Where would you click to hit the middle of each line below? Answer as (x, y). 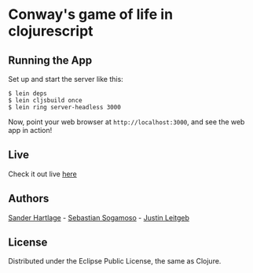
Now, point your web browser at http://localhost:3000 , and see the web (126, 122)
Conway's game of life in (91, 15)
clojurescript (51, 31)
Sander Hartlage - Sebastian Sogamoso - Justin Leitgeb (99, 217)
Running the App (50, 60)
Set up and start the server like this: (66, 79)
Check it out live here (42, 174)
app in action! (30, 130)
